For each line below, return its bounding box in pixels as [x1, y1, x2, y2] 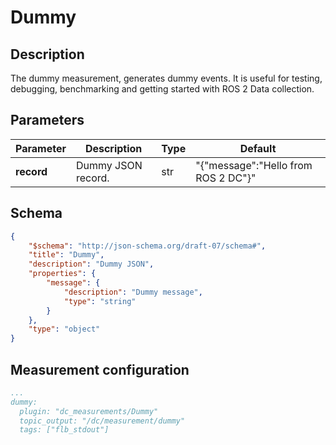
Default [239, 141, 277, 155]
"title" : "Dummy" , [28, 250, 105, 260]
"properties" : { [28, 269, 97, 279]
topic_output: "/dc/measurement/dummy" [19, 416, 186, 426]
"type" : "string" [63, 296, 137, 306]
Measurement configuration [10, 361, 190, 378]
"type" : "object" [28, 324, 101, 335]
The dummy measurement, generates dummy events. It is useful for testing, [10, 72, 323, 84]
